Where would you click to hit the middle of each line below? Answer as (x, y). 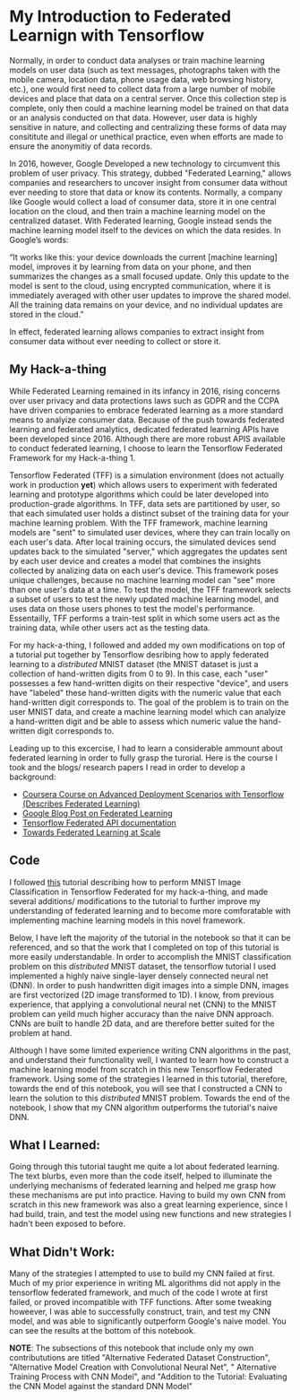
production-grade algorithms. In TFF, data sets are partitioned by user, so (145, 503)
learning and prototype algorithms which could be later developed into (139, 494)
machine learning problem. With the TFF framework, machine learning (139, 523)
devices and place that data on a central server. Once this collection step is (148, 98)
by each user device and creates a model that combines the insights (135, 561)
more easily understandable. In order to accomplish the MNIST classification (150, 956)
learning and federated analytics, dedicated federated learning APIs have (144, 429)
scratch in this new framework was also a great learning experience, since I (149, 1204)
